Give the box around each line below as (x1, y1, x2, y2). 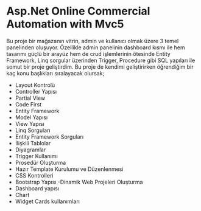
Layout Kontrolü (15, 81, 55, 89)
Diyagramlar (15, 146, 46, 153)
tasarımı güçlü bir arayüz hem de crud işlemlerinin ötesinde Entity (6, 50, 171, 57)
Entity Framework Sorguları (15, 133, 84, 140)
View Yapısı (15, 120, 44, 127)
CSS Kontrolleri (15, 171, 54, 179)
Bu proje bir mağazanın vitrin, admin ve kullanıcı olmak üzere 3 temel (6, 37, 179, 44)
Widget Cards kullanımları (15, 198, 80, 205)
